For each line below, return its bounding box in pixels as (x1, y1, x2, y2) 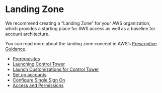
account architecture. (5, 31, 50, 37)
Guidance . (5, 46, 27, 52)
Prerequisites (12, 55, 40, 61)
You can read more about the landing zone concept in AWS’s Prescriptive (5, 40, 157, 46)
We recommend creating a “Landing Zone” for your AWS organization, (5, 20, 151, 26)
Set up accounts (12, 71, 47, 77)
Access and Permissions (12, 82, 64, 88)
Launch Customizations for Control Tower (12, 66, 99, 72)
